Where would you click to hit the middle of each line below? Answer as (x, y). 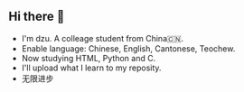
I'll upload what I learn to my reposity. (91, 68)
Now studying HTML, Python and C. (89, 58)
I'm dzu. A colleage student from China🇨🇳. (103, 38)
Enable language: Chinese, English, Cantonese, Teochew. (128, 48)
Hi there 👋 (37, 17)
